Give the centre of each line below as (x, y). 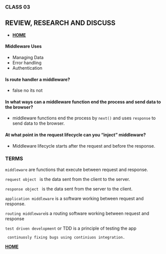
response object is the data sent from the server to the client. (69, 189)
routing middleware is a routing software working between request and (77, 213)
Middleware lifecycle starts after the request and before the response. (83, 146)
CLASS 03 (18, 7)
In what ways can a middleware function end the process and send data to (83, 102)
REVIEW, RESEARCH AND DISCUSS (60, 23)
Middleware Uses (24, 46)
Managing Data (28, 57)
